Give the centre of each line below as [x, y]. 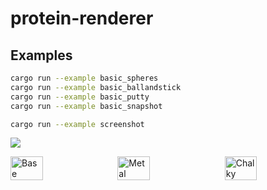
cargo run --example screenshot [77, 124]
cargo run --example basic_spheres [84, 78]
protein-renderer [82, 18]
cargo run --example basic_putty [80, 97]
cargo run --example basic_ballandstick [96, 87]
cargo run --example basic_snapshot [86, 106]
